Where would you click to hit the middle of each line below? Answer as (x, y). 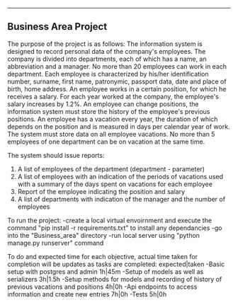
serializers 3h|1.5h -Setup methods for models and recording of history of (115, 279)
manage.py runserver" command (56, 243)
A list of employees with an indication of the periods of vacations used (120, 176)
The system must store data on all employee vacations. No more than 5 (111, 134)
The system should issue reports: (56, 155)
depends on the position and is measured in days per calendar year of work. (119, 126)
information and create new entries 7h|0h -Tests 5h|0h (87, 294)
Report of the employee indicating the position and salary (101, 191)
